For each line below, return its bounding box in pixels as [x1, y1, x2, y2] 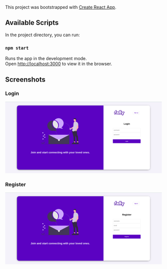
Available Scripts [5, 18, 59, 27]
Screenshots [5, 75, 46, 84]
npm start [5, 45, 29, 51]
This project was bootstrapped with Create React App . [5, 4, 117, 10]
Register [5, 181, 26, 188]
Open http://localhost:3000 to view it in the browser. [5, 61, 112, 67]
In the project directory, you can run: [5, 32, 80, 38]
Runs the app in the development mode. [5, 56, 87, 62]
